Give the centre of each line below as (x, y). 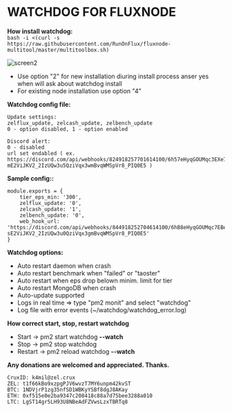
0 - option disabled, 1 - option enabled (68, 129)
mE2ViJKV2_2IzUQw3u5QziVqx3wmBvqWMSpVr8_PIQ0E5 (77, 165)
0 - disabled (26, 147)
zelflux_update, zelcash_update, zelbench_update (80, 123)
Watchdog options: (35, 252)
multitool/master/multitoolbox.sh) (58, 50)
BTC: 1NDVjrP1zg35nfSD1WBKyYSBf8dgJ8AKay (68, 389)
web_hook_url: (40, 221)
